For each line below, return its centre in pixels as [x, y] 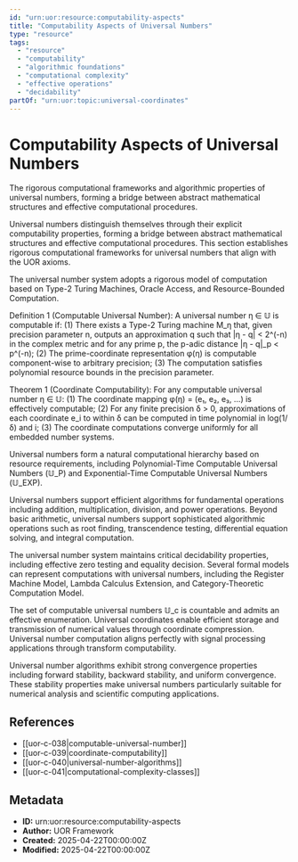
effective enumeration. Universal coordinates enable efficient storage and [144, 620]
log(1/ [278, 418]
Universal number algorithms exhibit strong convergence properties [133, 666]
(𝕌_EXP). [26, 483]
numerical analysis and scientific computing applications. [114, 694]
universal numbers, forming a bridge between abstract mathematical [135, 198]
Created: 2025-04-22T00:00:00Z [84, 840]
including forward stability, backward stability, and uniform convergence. [143, 675]
